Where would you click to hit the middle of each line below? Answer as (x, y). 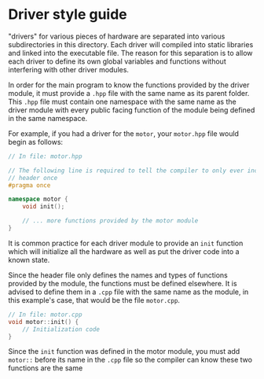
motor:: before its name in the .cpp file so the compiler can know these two (130, 360)
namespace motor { (38, 199)
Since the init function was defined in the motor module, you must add (124, 351)
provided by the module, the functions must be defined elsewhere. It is (123, 283)
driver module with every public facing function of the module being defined (132, 110)
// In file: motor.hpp (45, 156)
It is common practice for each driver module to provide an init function (126, 243)
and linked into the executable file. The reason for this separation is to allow (130, 53)
